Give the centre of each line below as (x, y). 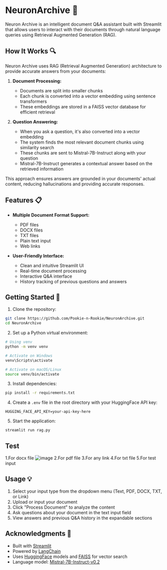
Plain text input (35, 241)
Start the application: (34, 421)
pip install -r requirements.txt (40, 393)
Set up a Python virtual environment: (50, 333)
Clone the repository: (34, 309)
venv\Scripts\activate (29, 360)
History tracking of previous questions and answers (73, 281)
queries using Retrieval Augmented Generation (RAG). (61, 35)
